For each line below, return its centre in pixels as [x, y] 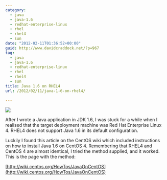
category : [16, 10]
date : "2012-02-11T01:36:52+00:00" [43, 43]
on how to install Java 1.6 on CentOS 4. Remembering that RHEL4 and [79, 146]
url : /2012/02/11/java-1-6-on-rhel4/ [45, 91]
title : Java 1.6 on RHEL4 [33, 86]
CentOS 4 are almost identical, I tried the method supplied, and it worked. [82, 151]
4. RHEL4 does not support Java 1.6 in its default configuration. [72, 130]
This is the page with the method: [40, 156]
